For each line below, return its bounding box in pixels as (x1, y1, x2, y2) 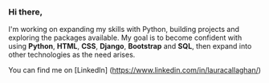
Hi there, (8, 6, 43, 18)
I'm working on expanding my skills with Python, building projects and (8, 25, 239, 34)
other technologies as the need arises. (8, 50, 136, 60)
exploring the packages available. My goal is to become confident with (8, 33, 243, 42)
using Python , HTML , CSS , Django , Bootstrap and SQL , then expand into (8, 41, 252, 51)
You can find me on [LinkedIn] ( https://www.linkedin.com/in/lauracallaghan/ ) (8, 65, 262, 75)
